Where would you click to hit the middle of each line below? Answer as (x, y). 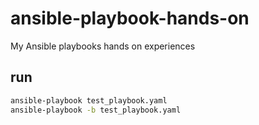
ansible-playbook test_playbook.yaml (89, 100)
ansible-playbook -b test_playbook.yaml (96, 110)
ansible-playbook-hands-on (130, 18)
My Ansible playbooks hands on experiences (103, 46)
